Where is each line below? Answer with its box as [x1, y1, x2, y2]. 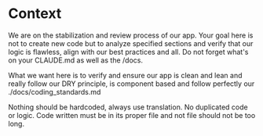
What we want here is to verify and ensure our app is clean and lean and [8, 70, 243, 80]
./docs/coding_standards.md [8, 87, 101, 96]
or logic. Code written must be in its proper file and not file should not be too [8, 110, 256, 120]
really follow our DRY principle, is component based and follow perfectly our [8, 79, 255, 88]
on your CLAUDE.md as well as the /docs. [8, 55, 144, 65]
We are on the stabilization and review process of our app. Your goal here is [8, 30, 254, 40]
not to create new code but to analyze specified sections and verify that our [8, 38, 254, 48]
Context [8, 5, 62, 23]
